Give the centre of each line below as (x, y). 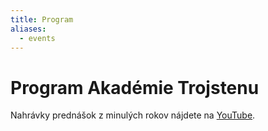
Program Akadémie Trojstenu (135, 87)
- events (37, 38)
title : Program (42, 19)
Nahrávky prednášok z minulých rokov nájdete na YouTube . (133, 115)
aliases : (28, 29)
